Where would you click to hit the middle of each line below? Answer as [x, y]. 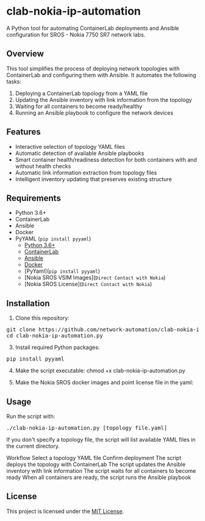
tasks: [14, 81]
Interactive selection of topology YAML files [70, 146]
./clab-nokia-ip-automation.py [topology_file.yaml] [87, 428]
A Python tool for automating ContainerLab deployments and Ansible [93, 28]
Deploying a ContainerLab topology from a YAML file [81, 93]
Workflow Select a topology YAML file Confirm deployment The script [94, 458]
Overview [25, 54]
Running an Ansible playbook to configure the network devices [94, 113]
